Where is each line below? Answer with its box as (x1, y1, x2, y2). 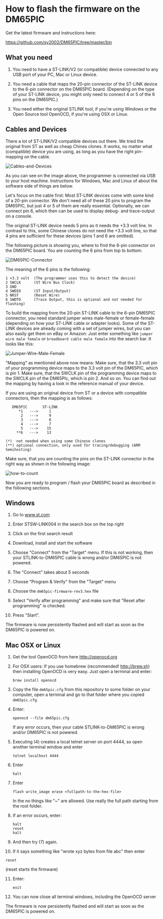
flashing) (5, 301, 26, 306)
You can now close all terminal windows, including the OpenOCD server (12, 894, 157, 900)
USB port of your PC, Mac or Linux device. (12, 72, 98, 77)
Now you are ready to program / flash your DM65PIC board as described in (5, 480, 156, 486)
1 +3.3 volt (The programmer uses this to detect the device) (5, 276, 136, 281)
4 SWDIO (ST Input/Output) (5, 288, 71, 293)
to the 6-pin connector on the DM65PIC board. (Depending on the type (12, 86, 155, 92)
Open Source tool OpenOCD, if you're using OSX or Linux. (12, 111, 129, 117)
